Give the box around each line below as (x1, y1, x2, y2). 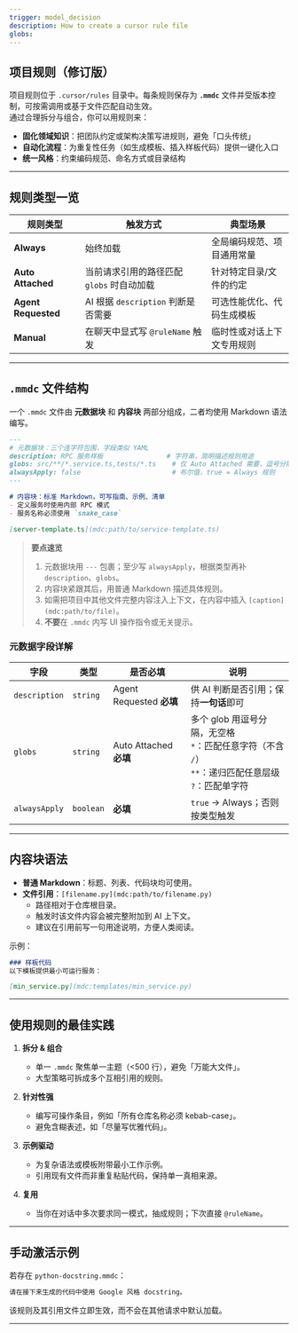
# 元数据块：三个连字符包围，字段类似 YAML (9, 443, 150, 453)
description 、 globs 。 (43, 572, 124, 582)
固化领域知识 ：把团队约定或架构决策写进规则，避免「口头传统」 (21, 130, 255, 142)
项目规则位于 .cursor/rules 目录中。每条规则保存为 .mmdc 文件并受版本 (9, 90, 269, 100)
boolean (72, 803, 105, 813)
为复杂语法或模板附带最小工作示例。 (35, 1159, 169, 1170)
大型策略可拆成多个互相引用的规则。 (35, 1073, 169, 1084)
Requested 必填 (113, 695, 179, 707)
